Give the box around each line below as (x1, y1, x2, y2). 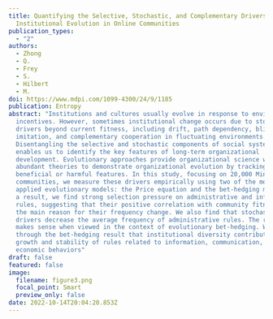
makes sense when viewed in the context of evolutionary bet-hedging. (15, 223, 260, 231)
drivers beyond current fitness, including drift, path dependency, (15, 125, 253, 133)
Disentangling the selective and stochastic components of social (15, 140, 245, 149)
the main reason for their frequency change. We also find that (15, 208, 238, 216)
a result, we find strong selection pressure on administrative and (15, 192, 253, 201)
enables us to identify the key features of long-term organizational (15, 148, 260, 156)
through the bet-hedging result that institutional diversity (15, 231, 231, 239)
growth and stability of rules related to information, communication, (15, 239, 264, 247)
